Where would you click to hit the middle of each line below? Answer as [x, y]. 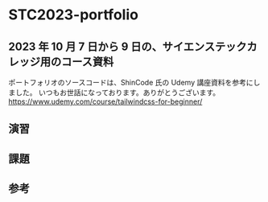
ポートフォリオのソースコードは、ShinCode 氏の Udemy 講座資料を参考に [131, 82]
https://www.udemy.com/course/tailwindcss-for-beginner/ [105, 101]
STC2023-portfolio [74, 15]
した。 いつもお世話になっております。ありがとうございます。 [118, 93]
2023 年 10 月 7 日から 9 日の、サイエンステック [128, 46]
